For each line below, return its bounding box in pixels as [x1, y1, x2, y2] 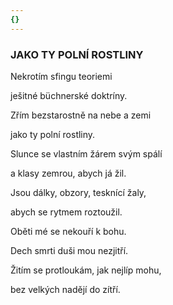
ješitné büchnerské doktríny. [10, 89, 128, 101]
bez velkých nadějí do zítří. [10, 283, 121, 295]
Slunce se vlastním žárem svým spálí [10, 147, 163, 160]
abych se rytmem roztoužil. [10, 206, 123, 218]
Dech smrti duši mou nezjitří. [10, 244, 129, 256]
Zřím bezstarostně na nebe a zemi [10, 109, 152, 121]
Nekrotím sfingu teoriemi [10, 70, 113, 82]
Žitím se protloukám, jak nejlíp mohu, [10, 264, 162, 276]
